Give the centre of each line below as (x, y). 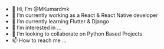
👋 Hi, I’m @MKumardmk (40, 9)
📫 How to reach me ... (39, 40)
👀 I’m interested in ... (37, 27)
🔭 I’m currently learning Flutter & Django (60, 21)
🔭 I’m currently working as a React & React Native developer (85, 15)
